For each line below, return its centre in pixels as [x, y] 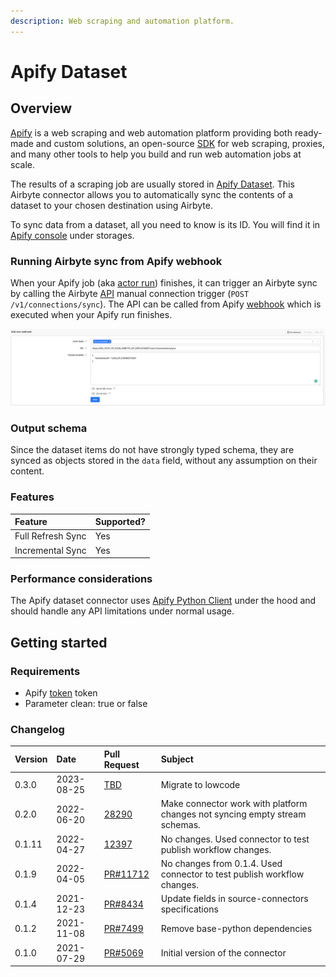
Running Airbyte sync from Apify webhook [116, 261]
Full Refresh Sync [50, 536]
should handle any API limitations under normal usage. [122, 611]
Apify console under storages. [72, 235]
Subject [177, 759]
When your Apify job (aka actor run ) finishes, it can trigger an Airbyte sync [164, 282]
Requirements [45, 671]
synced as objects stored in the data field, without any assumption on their [164, 461]
